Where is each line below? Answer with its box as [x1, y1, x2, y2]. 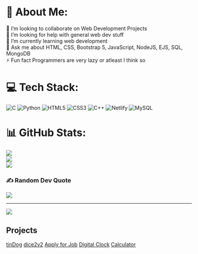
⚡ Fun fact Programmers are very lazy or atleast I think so [6, 56, 146, 64]
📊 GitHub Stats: [6, 126, 87, 139]
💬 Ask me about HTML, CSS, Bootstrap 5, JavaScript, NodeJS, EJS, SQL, [6, 44, 183, 51]
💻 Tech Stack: [6, 81, 79, 94]
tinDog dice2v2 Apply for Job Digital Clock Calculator [6, 240, 136, 248]
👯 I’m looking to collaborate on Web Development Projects [6, 25, 147, 32]
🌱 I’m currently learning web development [6, 37, 108, 44]
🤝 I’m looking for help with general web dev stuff [6, 31, 124, 38]
